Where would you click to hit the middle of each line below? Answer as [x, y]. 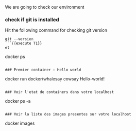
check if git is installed [32, 19]
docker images [20, 123]
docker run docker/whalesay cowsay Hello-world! [55, 79]
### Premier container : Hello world [43, 70]
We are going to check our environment [45, 7]
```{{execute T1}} [24, 43]
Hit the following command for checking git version [56, 30]
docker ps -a [18, 101]
